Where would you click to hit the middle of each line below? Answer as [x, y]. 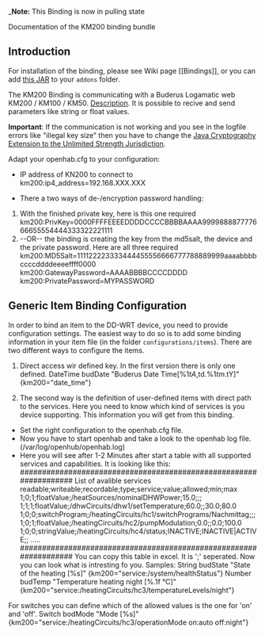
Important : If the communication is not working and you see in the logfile [127, 127]
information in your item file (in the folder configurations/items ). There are [130, 342]
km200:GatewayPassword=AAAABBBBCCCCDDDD [104, 272]
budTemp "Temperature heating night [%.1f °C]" [98, 581]
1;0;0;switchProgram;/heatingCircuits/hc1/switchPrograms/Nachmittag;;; [137, 514]
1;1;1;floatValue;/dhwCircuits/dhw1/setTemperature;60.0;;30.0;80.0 [128, 506]
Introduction [40, 52]
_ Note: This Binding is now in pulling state [76, 11]
